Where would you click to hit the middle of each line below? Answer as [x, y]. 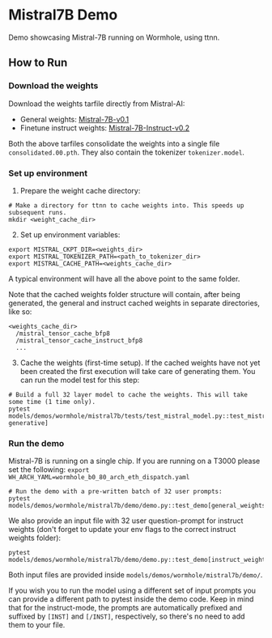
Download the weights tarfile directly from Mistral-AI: [97, 104]
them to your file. [37, 625]
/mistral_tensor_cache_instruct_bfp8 [79, 340]
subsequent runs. [38, 212]
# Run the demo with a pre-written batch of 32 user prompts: [115, 491]
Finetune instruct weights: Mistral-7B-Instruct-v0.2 [105, 128]
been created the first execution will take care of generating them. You [138, 371]
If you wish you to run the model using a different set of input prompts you [132, 591]
